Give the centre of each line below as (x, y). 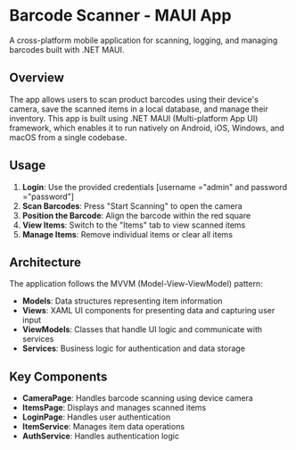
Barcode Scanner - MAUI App (120, 16)
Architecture (45, 262)
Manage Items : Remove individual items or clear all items (127, 234)
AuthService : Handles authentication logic (101, 436)
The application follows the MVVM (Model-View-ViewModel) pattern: (136, 284)
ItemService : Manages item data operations (103, 427)
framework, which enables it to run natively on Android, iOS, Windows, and (147, 128)
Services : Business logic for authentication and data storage (133, 348)
